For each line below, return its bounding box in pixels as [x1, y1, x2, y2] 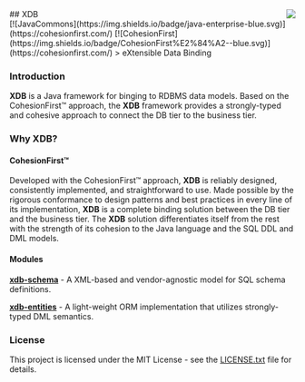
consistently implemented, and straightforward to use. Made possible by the [9, 185, 294, 196]
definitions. [9, 283, 52, 294]
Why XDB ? [9, 132, 58, 145]
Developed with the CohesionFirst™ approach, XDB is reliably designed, [9, 175, 278, 186]
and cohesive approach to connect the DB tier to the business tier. [9, 110, 257, 121]
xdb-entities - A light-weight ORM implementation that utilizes [9, 301, 243, 312]
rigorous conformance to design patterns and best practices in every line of [9, 194, 293, 205]
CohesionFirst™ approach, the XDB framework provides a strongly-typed [9, 100, 281, 112]
